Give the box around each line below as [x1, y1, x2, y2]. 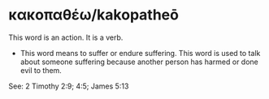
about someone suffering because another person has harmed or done [20, 57, 258, 67]
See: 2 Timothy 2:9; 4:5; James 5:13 [8, 81, 129, 91]
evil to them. [20, 65, 63, 75]
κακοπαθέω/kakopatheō [8, 6, 179, 24]
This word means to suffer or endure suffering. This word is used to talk [20, 48, 261, 58]
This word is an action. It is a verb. [8, 32, 124, 42]
